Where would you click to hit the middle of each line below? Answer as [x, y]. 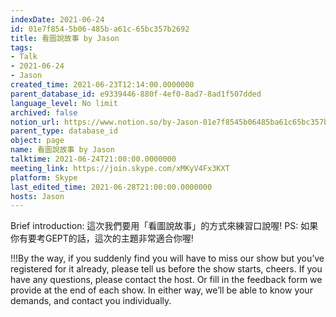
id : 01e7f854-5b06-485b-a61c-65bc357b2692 [100, 29]
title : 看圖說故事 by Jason [65, 38]
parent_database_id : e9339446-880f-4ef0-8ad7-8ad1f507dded [136, 94]
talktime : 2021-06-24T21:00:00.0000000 [93, 159]
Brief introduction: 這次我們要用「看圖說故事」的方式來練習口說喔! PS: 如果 [164, 226]
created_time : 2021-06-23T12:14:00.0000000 [102, 85]
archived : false [44, 112]
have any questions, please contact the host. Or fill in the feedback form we [166, 280]
